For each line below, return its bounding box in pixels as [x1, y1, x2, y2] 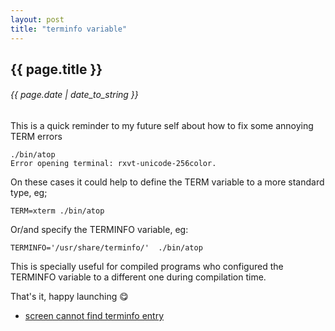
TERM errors [10, 131, 63, 143]
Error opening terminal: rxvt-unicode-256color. [10, 159, 217, 169]
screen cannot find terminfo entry [24, 310, 165, 322]
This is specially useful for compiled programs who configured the [10, 261, 284, 273]
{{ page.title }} [10, 61, 103, 78]
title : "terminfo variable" [10, 24, 128, 34]
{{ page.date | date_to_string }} [10, 89, 139, 101]
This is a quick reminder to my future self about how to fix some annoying [10, 120, 314, 132]
